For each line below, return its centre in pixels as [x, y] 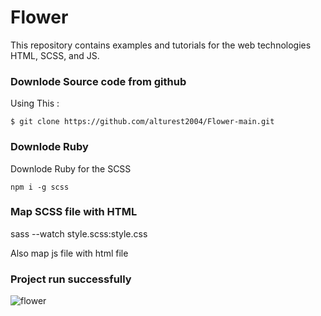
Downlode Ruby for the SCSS [71, 168]
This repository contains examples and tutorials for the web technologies [161, 45]
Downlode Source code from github [98, 81]
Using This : [35, 103]
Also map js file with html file [69, 253]
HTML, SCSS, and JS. [55, 55]
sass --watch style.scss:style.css [79, 233]
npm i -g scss [40, 187]
